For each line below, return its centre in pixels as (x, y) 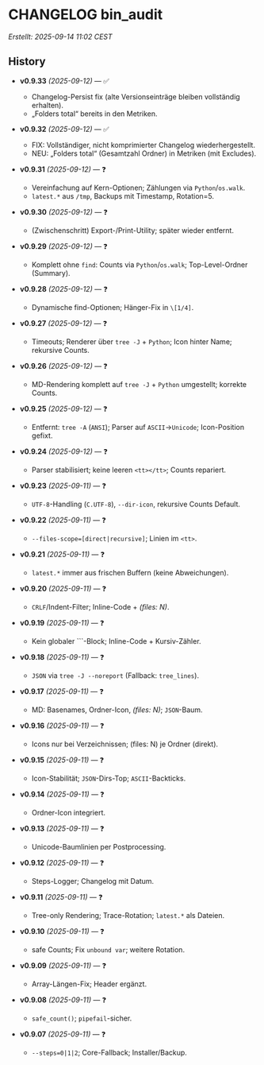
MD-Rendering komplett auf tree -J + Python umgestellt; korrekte (139, 384)
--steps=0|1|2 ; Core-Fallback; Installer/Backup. (109, 1052)
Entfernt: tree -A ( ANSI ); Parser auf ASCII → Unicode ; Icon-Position (138, 427)
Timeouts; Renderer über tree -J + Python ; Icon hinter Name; (132, 341)
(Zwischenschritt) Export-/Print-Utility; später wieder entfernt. (132, 230)
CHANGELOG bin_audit (86, 15)
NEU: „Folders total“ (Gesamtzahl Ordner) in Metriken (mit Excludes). (144, 153)
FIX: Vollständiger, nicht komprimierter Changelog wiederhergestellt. (143, 145)
